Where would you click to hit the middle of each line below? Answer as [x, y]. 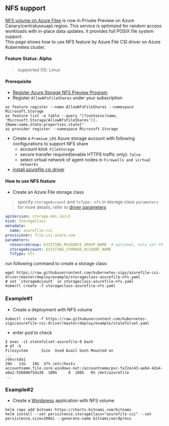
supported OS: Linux [39, 70]
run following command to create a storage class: [57, 264]
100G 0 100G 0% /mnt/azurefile [89, 372]
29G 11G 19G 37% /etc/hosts [40, 364]
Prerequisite [18, 81]
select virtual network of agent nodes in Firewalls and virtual [86, 160]
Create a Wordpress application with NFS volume [63, 400]
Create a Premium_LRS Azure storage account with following [73, 138]
